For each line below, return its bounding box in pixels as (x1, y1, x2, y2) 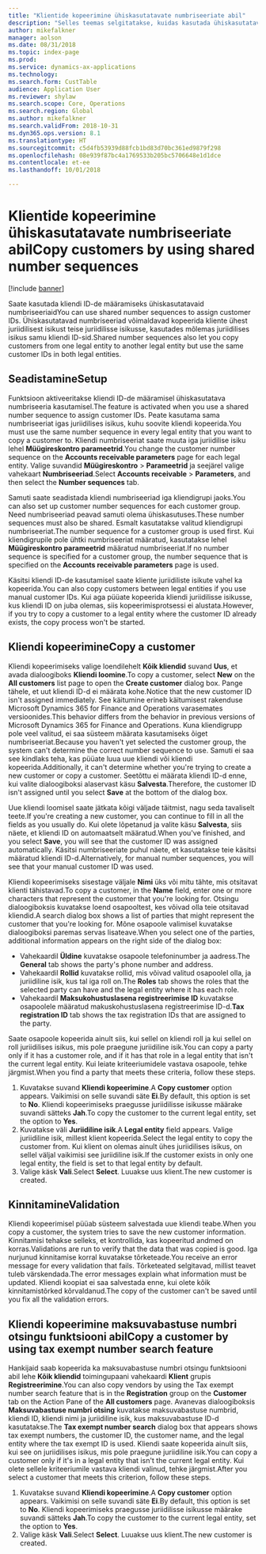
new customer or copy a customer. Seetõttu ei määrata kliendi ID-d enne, (8, 771, 248, 780)
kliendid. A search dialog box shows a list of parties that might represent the (8, 911, 255, 920)
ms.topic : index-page (8, 48, 80, 56)
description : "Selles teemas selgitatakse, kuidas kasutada (8, 19, 211, 27)
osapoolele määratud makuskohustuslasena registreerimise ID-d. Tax (19, 1002, 245, 1011)
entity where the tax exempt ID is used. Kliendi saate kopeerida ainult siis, (8, 1439, 249, 1449)
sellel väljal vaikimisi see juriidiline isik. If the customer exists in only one (19, 1150, 253, 1159)
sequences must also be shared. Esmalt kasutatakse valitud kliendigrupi (8, 517, 243, 527)
